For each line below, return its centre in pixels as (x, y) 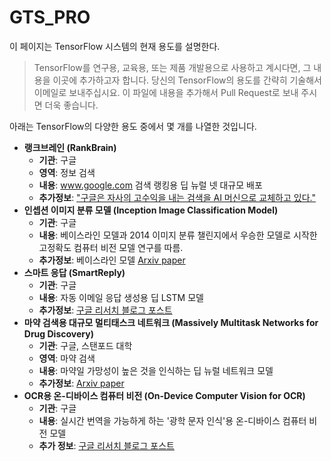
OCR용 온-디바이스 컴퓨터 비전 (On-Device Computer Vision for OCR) (164, 395)
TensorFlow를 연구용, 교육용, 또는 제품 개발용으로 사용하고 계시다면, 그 (172, 67)
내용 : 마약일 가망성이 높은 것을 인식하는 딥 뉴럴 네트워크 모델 (156, 370)
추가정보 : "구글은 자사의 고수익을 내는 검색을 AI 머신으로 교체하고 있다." (177, 197)
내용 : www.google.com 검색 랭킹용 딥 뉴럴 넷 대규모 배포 (150, 185)
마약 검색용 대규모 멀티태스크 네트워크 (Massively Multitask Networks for (171, 322)
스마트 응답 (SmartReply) (74, 272)
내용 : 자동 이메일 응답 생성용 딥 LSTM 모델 (121, 297)
